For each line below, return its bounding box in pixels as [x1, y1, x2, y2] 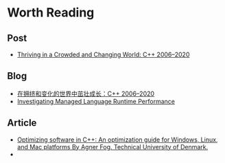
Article [7, 117, 37, 129]
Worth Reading [7, 5, 95, 21]
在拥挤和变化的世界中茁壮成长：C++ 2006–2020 [16, 89, 155, 98]
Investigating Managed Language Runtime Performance [16, 97, 175, 105]
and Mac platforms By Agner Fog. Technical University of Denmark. [16, 142, 209, 151]
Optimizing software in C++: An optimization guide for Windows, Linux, [16, 135, 218, 144]
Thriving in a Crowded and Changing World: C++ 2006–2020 [16, 50, 190, 58]
